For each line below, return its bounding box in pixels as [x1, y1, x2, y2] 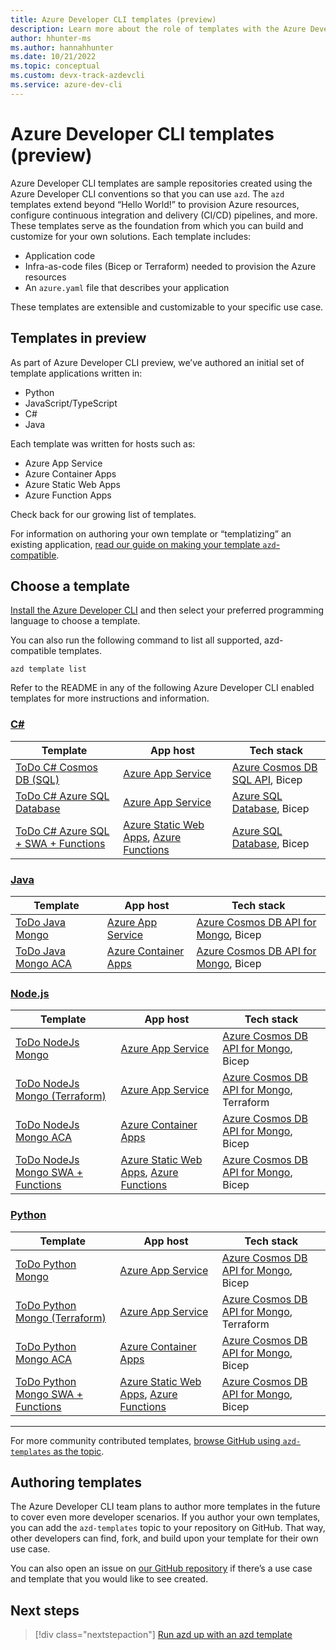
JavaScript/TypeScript [24, 397, 118, 409]
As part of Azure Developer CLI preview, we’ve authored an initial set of [10, 356, 305, 368]
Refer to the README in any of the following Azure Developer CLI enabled [10, 682, 315, 694]
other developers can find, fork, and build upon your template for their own [10, 1532, 319, 1545]
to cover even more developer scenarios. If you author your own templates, [10, 1511, 321, 1523]
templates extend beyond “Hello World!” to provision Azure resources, [10, 198, 300, 210]
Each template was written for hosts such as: [10, 437, 196, 450]
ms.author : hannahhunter [10, 42, 114, 53]
